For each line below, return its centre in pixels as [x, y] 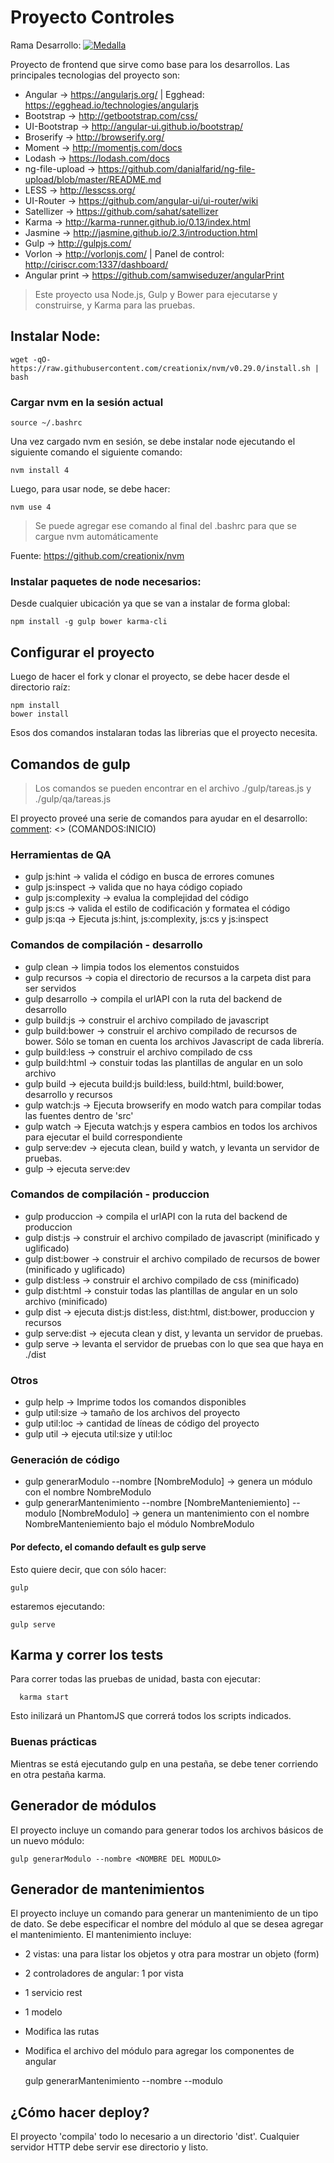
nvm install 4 [40, 471]
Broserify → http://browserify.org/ [94, 137]
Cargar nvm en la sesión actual [87, 402]
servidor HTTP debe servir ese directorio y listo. [109, 2147]
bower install [40, 714]
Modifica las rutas [62, 2032]
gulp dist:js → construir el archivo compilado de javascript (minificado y [172, 1237]
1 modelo [43, 2012]
